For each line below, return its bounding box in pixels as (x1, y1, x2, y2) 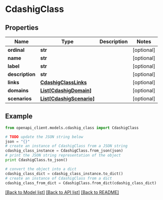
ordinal (7, 46, 25, 53)
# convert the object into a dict (5, 166, 77, 172)
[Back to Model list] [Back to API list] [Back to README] (5, 190, 119, 196)
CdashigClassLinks (40, 79, 87, 86)
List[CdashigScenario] (40, 95, 95, 102)
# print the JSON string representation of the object (5, 153, 121, 158)
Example (5, 112, 33, 121)
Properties (5, 23, 39, 32)
